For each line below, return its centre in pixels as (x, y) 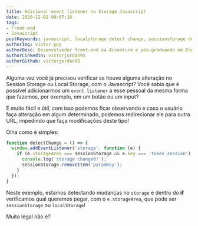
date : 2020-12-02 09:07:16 (39, 17)
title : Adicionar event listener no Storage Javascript (76, 12)
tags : (13, 22)
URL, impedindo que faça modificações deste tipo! (68, 120)
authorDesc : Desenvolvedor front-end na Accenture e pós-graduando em (95, 50)
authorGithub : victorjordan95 (43, 61)
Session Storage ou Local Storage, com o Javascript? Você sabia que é (93, 84)
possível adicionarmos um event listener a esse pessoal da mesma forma (97, 90)
